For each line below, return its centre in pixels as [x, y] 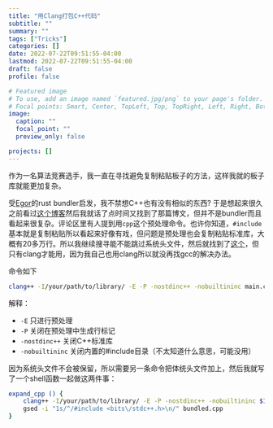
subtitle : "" [30, 24]
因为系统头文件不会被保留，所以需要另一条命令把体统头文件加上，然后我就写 [136, 368]
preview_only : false [50, 137]
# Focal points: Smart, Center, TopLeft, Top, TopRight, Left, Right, [130, 107]
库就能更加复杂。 [37, 186]
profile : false [34, 76]
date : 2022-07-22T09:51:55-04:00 [65, 54]
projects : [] [30, 151]
